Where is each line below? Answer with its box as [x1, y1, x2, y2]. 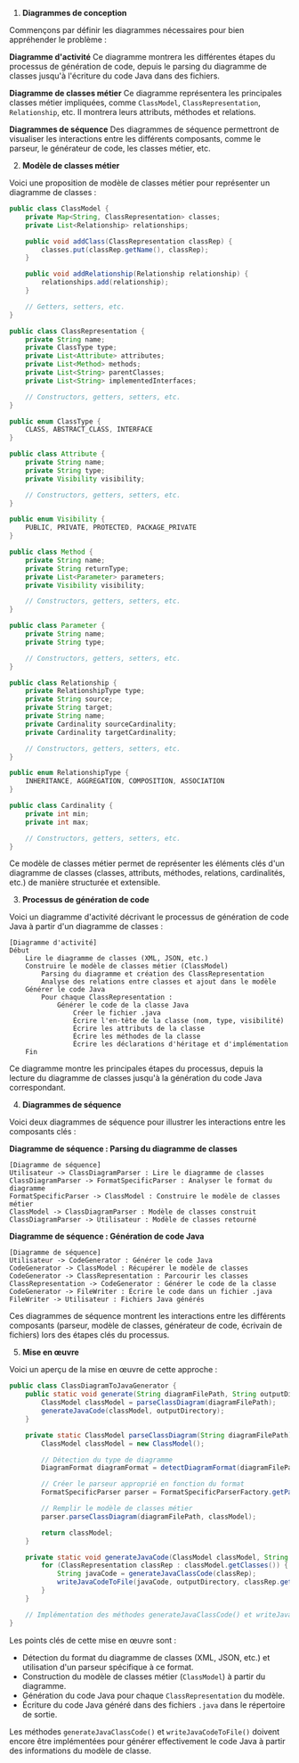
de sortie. [21, 1709, 58, 1719]
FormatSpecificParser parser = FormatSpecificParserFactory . [41, 1488, 273, 1497]
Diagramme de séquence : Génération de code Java [9, 1231, 205, 1242]
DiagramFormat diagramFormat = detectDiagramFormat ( [41, 1463, 241, 1472]
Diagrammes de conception [21, 8, 127, 18]
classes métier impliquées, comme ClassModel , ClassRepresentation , [9, 97, 261, 108]
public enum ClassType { [9, 416, 101, 426]
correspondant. [9, 1083, 67, 1093]
